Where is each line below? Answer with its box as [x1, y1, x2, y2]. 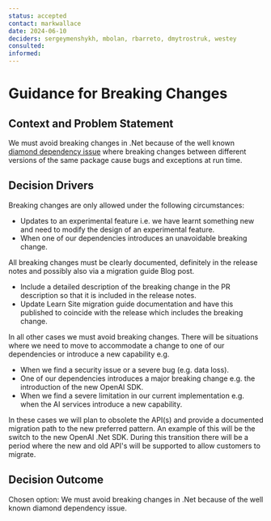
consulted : [8, 42, 45, 50]
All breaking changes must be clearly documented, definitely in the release [8, 257, 258, 267]
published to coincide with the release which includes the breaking [19, 307, 243, 317]
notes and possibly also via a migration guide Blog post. [8, 266, 195, 275]
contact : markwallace [8, 19, 82, 28]
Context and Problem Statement [8, 117, 174, 130]
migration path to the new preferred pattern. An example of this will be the [8, 423, 256, 433]
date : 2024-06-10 [8, 27, 67, 35]
